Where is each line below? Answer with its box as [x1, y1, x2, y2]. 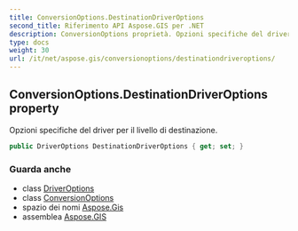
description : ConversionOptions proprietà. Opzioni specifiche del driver [9, 29, 292, 38]
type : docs [9, 37, 50, 47]
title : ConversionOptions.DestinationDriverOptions [9, 12, 204, 22]
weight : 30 [9, 46, 50, 55]
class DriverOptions [21, 183, 95, 194]
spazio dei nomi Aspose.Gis [21, 202, 124, 212]
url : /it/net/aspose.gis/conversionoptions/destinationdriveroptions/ [9, 54, 276, 63]
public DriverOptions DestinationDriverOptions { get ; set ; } [9, 141, 244, 151]
